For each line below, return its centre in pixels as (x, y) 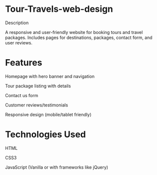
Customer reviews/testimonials (37, 105)
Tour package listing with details (38, 86)
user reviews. (19, 42)
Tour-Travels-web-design (59, 9)
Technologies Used (46, 135)
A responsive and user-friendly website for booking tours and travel (74, 32)
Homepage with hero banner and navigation (50, 76)
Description (17, 23)
